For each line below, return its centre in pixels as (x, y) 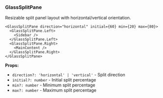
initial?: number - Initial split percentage (54, 80)
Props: (12, 65)
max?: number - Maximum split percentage (54, 90)
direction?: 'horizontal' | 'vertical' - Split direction (69, 75)
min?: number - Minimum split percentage (54, 85)
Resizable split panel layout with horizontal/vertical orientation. (68, 18)
